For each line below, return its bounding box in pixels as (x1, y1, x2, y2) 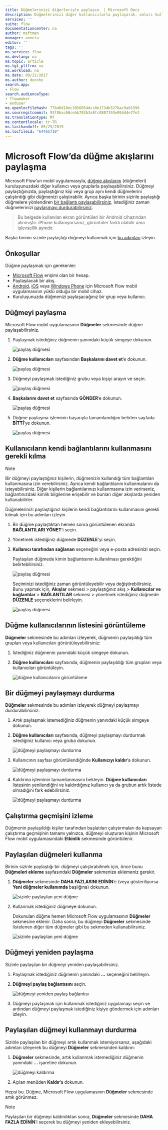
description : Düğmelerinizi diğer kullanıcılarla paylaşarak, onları (5, 12, 153, 17)
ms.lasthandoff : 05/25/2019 (5, 124, 64, 129)
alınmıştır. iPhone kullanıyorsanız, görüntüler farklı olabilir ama (17, 220, 145, 226)
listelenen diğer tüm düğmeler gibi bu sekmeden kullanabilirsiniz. (12, 924, 146, 930)
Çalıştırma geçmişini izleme (5, 811, 93, 820)
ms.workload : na (5, 68, 39, 73)
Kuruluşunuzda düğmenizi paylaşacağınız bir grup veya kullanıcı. (12, 294, 146, 300)
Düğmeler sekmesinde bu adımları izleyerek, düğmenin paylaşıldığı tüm (5, 634, 152, 640)
